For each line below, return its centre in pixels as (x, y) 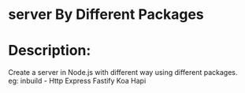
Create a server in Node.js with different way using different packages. (123, 73)
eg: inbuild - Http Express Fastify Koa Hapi (77, 81)
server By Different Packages (106, 15)
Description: (50, 51)
